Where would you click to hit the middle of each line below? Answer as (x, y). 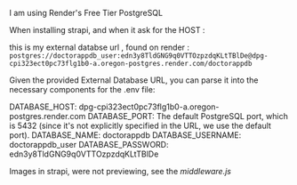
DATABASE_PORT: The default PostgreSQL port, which (188, 116)
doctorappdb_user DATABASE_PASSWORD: (89, 145)
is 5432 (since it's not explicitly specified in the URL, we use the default (140, 125)
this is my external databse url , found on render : (99, 47)
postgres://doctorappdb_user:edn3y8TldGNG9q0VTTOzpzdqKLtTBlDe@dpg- (139, 56)
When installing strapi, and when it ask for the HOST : (107, 30)
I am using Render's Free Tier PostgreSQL (86, 13)
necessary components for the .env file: (82, 89)
